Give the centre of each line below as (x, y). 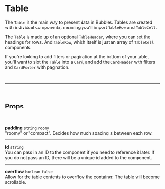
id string (14, 147)
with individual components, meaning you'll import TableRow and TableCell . (81, 27)
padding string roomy (27, 128)
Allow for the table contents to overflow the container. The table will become (82, 177)
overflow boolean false (29, 171)
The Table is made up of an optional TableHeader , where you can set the (78, 37)
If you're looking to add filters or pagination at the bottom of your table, (77, 56)
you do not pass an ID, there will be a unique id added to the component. (79, 157)
